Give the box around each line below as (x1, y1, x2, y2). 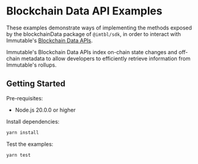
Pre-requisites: (6, 94, 43, 102)
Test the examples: (6, 140, 54, 148)
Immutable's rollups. (6, 61, 57, 68)
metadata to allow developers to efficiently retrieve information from (21, 55, 191, 62)
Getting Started (6, 79, 66, 89)
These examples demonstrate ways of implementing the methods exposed (6, 24, 192, 31)
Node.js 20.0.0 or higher (14, 106, 76, 114)
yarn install (6, 129, 39, 136)
